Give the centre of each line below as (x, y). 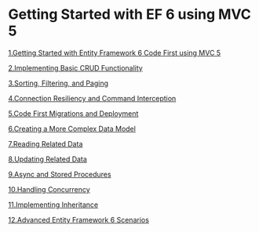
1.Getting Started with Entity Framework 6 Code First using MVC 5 (115, 53)
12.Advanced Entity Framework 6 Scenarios (78, 219)
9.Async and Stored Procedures (60, 174)
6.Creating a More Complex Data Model (72, 129)
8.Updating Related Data (48, 159)
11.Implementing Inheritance (53, 205)
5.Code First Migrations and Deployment (73, 113)
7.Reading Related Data (46, 143)
